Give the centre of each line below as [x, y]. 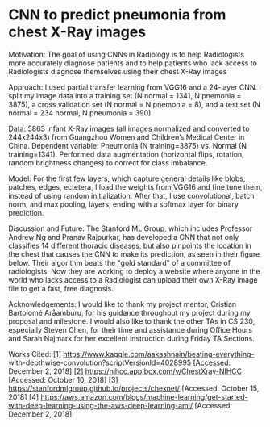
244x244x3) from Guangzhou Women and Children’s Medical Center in [127, 137]
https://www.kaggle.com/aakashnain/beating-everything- [159, 354]
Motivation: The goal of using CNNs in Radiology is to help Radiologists [126, 54]
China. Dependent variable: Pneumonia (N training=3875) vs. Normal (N [128, 145]
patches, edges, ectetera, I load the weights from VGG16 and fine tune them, [135, 186]
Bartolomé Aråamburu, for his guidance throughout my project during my [130, 312]
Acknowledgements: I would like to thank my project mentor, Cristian [123, 304]
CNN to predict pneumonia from [117, 15]
